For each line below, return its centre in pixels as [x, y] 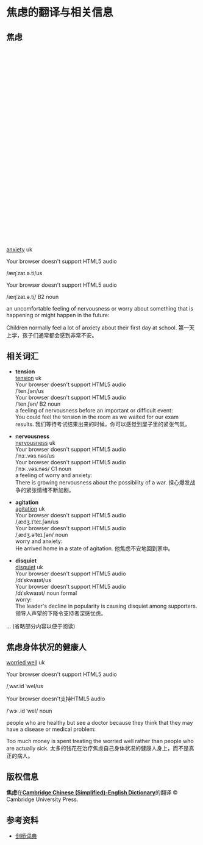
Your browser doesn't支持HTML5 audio [56, 699]
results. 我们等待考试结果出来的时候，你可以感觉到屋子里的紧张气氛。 [103, 424]
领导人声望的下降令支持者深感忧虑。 [61, 613]
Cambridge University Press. [42, 799]
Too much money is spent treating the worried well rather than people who [100, 741]
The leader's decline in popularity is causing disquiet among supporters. [106, 606]
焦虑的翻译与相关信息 [60, 13]
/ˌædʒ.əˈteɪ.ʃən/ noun [41, 534]
